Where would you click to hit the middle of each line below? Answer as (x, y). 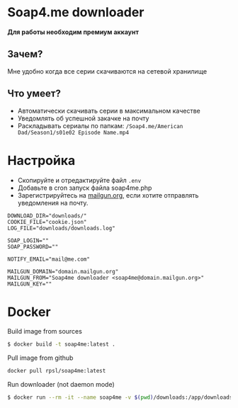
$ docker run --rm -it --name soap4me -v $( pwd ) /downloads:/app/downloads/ (121, 397)
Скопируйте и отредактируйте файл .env (79, 180)
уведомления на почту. (53, 203)
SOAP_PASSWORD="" (33, 246)
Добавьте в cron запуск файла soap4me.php (85, 188)
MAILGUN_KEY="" (30, 284)
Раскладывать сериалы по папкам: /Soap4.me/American (100, 125)
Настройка (41, 160)
